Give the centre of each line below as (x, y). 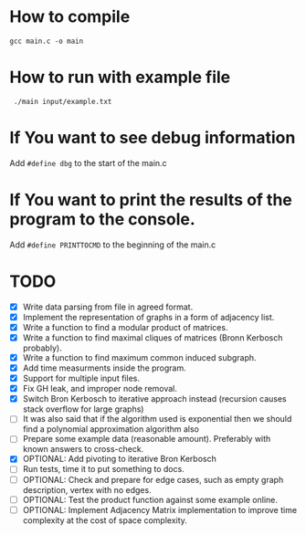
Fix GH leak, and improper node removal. (100, 389)
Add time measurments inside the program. (104, 368)
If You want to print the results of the (151, 200)
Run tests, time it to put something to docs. (103, 469)
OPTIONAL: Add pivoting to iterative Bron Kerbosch (119, 459)
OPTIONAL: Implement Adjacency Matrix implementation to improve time (160, 509)
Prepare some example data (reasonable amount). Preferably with (147, 439)
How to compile (70, 17)
